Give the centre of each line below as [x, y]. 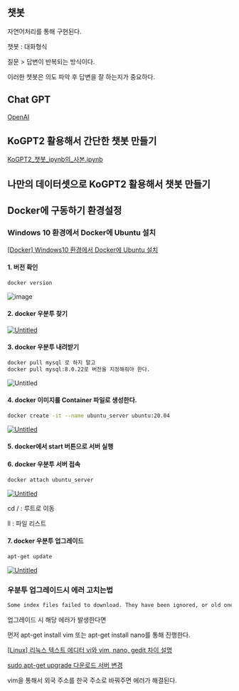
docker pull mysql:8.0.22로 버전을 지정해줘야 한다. [79, 369]
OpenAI [18, 117]
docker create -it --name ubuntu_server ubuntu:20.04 [89, 416]
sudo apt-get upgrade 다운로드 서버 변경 [65, 665]
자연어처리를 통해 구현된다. [44, 31]
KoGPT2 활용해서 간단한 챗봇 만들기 [82, 141]
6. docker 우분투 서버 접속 [44, 464]
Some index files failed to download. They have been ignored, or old [114, 605]
